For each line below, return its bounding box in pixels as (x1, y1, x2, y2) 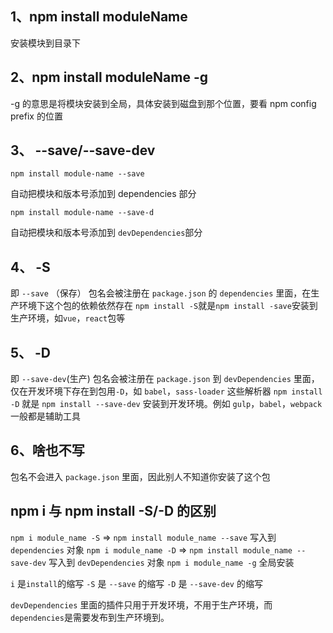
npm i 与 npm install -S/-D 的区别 (10, 503, 217, 520)
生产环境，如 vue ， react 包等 (10, 312, 126, 324)
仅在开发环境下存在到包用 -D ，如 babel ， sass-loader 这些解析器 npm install (10, 385, 323, 397)
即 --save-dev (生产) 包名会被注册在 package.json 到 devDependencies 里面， (10, 373, 320, 385)
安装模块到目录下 (10, 37, 81, 49)
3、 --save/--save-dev (10, 142, 156, 159)
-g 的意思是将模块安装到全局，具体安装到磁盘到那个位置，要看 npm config (10, 97, 317, 109)
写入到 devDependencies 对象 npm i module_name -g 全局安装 (48, 556, 295, 568)
